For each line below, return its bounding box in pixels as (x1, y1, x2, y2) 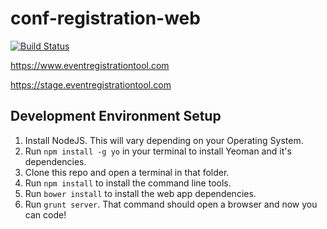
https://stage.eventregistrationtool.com (10, 78, 172, 91)
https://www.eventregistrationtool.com (10, 59, 170, 71)
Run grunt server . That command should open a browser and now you (24, 198, 318, 210)
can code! (24, 208, 67, 221)
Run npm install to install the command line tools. (24, 177, 232, 189)
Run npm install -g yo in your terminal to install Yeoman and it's (24, 145, 292, 157)
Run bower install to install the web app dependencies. (24, 187, 257, 199)
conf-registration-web (10, 7, 201, 30)
